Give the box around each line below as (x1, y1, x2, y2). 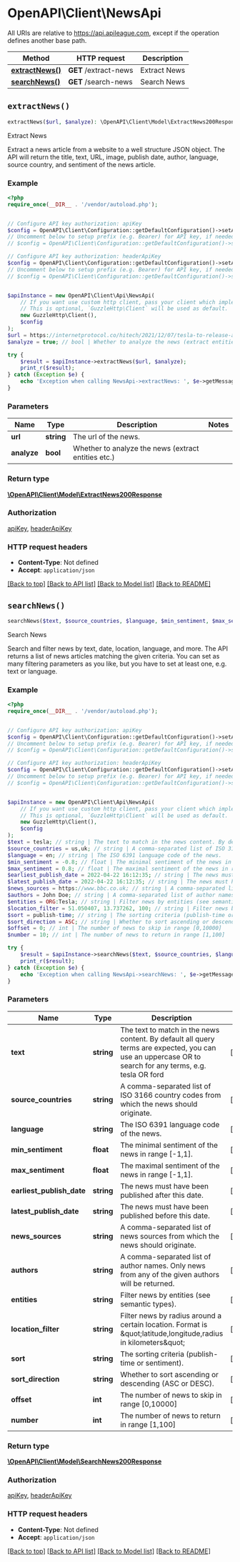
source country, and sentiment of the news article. (7, 160, 156, 169)
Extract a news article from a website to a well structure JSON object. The (7, 145, 225, 154)
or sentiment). (136, 1358, 184, 1368)
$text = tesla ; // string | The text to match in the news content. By (7, 838, 225, 846)
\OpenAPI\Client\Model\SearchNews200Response (7, 1457, 162, 1466)
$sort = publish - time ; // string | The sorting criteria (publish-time (7, 911, 225, 918)
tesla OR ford (120, 1069, 164, 1079)
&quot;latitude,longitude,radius (120, 1328, 224, 1338)
